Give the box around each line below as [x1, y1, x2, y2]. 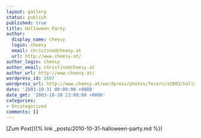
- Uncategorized [6, 103, 47, 109]
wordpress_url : [6, 81, 44, 87]
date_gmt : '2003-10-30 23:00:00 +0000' [6, 92, 106, 98]
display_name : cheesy [11, 36, 66, 42]
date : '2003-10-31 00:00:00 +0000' [6, 87, 95, 93]
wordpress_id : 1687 [6, 75, 55, 81]
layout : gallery [6, 8, 47, 15]
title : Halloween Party [6, 25, 66, 32]
